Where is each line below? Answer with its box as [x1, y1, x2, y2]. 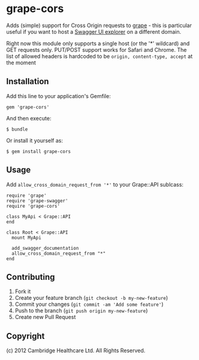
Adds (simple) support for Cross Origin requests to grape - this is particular [6, 22, 192, 29]
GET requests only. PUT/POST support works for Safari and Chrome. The [6, 46, 187, 53]
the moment [6, 59, 36, 66]
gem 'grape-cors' [6, 104, 50, 110]
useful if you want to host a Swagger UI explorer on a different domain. [6, 28, 182, 35]
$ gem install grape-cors [6, 148, 71, 155]
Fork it [14, 288, 31, 295]
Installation [6, 76, 49, 87]
